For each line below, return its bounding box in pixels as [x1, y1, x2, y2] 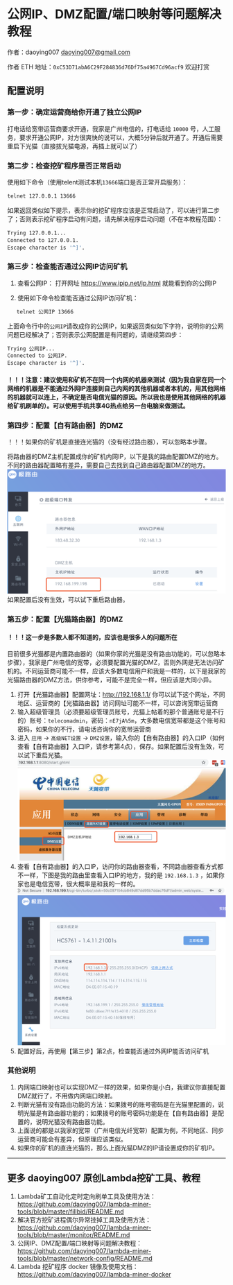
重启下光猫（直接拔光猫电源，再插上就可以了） [7, 141, 141, 150]
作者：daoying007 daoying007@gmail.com [7, 48, 130, 56]
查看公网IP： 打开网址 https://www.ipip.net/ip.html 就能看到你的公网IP [17, 279, 217, 287]
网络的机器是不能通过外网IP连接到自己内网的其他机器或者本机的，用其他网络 [7, 384, 225, 393]
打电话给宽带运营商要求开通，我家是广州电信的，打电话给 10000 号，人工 [7, 124, 215, 132]
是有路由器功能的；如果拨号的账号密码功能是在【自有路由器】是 [35, 1109, 218, 1117]
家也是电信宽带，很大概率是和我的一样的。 [17, 879, 139, 888]
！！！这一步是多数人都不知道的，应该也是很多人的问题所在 [7, 632, 178, 641]
